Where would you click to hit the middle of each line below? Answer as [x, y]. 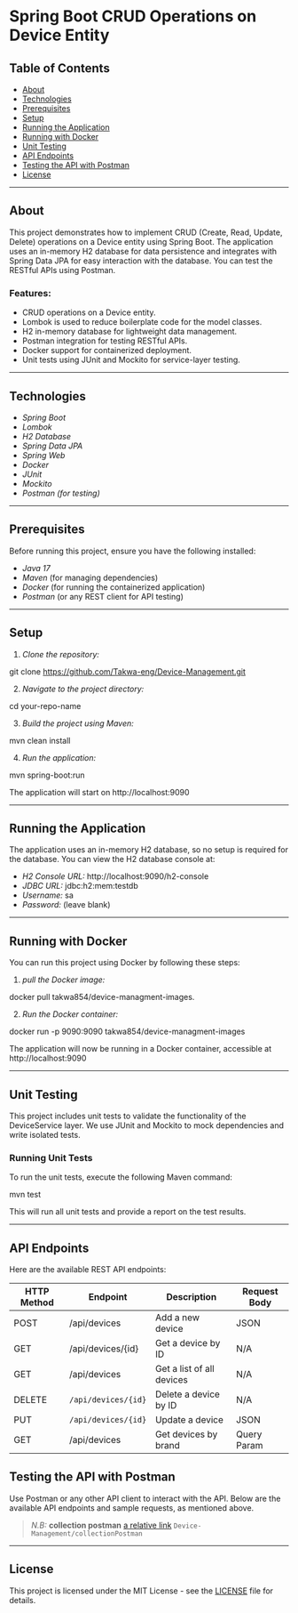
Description [192, 1297]
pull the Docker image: [63, 980]
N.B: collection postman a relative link [101, 1525]
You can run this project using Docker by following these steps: [125, 963]
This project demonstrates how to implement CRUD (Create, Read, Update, [146, 232]
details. [23, 1600]
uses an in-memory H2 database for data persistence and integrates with [143, 251]
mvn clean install [40, 740]
